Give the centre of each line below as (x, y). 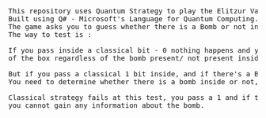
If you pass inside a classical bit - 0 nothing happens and (129, 50)
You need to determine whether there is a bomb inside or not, (133, 82)
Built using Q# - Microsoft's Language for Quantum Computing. (133, 19)
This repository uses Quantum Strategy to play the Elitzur (127, 11)
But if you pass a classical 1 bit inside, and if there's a (129, 74)
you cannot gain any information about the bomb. (106, 105)
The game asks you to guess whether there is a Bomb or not (127, 27)
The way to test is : (50, 35)
